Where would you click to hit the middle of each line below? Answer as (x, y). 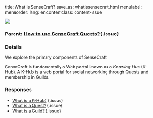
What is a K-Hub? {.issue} (38, 100)
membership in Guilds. (27, 77)
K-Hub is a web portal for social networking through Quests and (85, 72)
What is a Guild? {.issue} (37, 111)
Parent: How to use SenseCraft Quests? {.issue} (62, 34)
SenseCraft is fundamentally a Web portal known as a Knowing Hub (73, 67)
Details (14, 47)
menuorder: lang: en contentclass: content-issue (54, 12)
